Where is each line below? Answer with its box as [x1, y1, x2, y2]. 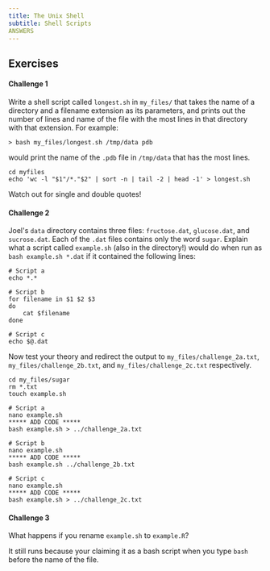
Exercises [8, 56, 59, 70]
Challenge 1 [8, 79, 48, 89]
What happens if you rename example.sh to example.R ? [8, 531, 189, 540]
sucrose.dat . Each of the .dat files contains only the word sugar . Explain [8, 235, 248, 244]
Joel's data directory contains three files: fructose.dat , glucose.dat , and [8, 226, 250, 235]
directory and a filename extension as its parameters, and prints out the [8, 106, 246, 115]
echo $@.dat [8, 338, 48, 346]
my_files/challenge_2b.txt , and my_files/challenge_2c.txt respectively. [8, 361, 252, 370]
